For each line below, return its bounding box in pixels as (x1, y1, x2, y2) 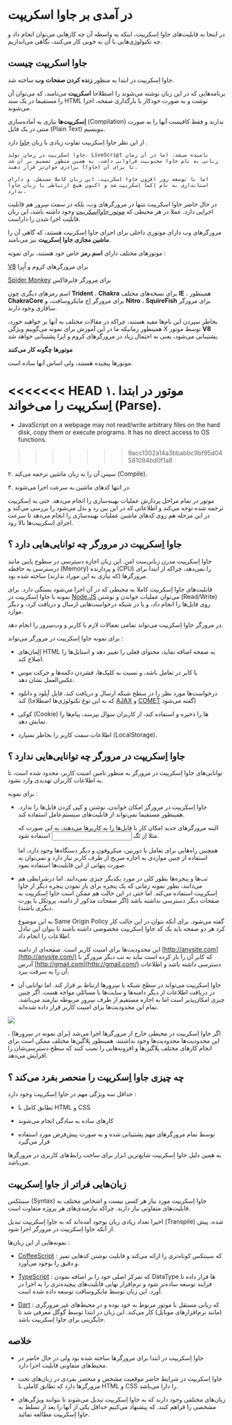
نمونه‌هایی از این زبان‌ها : (8, 1238, 70, 1246)
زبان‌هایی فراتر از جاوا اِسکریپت (8, 1178, 127, 1190)
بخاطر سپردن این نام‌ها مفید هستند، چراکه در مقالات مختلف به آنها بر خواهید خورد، (8, 317, 218, 325)
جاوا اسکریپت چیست (8, 57, 88, 69)
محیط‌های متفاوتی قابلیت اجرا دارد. (17, 1361, 108, 1369)
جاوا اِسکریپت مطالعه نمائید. (17, 1410, 90, 1418)
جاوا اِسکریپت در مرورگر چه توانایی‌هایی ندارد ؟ (8, 750, 186, 762)
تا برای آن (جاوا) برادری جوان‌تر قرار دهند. (8, 163, 138, 170)
